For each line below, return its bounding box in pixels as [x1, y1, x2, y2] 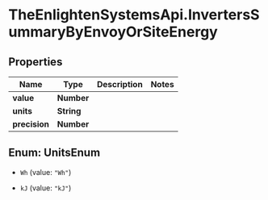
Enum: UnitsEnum [8, 146, 101, 160]
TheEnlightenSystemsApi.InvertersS [8, 6, 260, 24]
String [57, 106, 82, 116]
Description [96, 79, 143, 90]
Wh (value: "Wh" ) [19, 167, 72, 177]
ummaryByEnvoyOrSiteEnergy [8, 23, 218, 41]
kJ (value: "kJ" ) [19, 183, 72, 193]
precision [12, 119, 50, 130]
